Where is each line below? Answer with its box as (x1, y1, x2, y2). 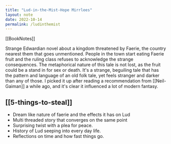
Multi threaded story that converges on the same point (12, 117, 128, 123)
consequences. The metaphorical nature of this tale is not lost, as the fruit (5, 62, 161, 68)
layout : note (5, 12, 33, 17)
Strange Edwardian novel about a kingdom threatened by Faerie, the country (5, 45, 166, 51)
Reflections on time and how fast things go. (12, 133, 105, 139)
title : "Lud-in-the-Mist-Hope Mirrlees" (5, 7, 93, 13)
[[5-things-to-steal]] (5, 98, 72, 107)
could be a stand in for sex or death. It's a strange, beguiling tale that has (5, 67, 159, 73)
